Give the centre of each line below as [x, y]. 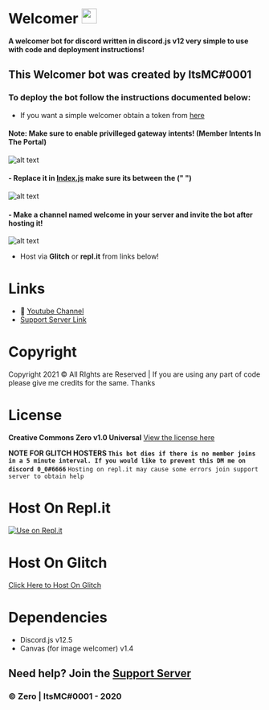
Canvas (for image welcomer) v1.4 [77, 648]
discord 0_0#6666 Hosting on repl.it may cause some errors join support [133, 470]
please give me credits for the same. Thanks [82, 383]
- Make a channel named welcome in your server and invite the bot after [130, 214]
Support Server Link [53, 320]
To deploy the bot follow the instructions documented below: [130, 98]
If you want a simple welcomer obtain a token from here [112, 115]
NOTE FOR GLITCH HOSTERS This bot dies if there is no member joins [132, 453]
